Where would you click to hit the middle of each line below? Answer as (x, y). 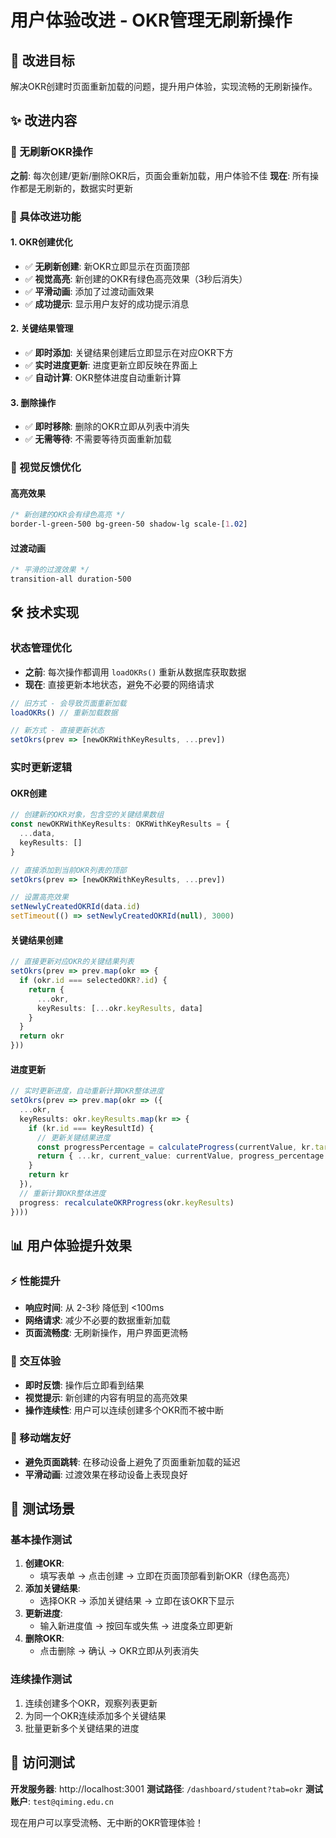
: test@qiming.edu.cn (71, 1801)
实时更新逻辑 (41, 768)
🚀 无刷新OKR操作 (51, 152)
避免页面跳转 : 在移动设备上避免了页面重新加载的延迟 (132, 1462)
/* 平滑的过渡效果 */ (50, 570)
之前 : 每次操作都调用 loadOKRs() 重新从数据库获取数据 (135, 672)
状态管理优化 (41, 648)
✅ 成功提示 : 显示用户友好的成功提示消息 (107, 303)
